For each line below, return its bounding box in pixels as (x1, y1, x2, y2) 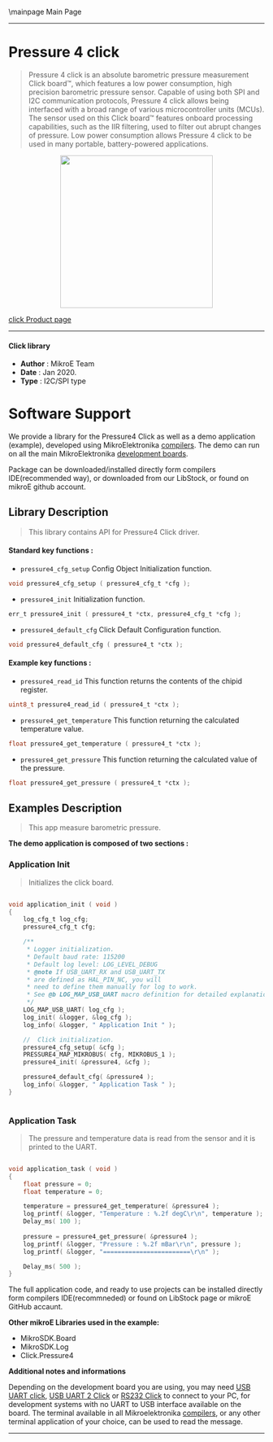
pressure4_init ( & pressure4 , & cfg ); (23, 1058, 151, 1067)
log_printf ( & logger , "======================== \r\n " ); (23, 1248, 220, 1256)
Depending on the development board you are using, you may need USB (8, 1383, 251, 1392)
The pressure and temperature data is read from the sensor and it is (28, 1133, 256, 1143)
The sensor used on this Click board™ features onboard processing (28, 113, 253, 123)
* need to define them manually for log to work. (26, 983, 198, 991)
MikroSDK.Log (19, 1342, 69, 1352)
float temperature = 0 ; (23, 1187, 104, 1195)
